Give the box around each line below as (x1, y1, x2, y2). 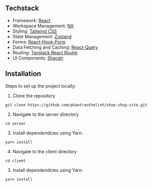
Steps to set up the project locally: (5, 83, 77, 89)
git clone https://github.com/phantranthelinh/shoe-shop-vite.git (5, 102, 147, 107)
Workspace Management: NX (12, 23, 74, 29)
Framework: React (12, 17, 51, 23)
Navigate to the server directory (12, 111, 79, 117)
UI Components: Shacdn (12, 55, 64, 61)
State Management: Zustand (12, 33, 72, 39)
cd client (5, 158, 26, 163)
